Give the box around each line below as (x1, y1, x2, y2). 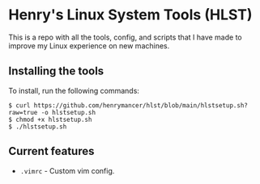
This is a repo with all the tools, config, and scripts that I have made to (8, 32, 242, 42)
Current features (8, 144, 95, 158)
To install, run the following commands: (8, 86, 140, 95)
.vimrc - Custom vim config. (19, 165, 115, 175)
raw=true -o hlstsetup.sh (8, 108, 96, 116)
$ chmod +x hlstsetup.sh (8, 115, 92, 123)
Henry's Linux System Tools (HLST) (8, 6, 253, 24)
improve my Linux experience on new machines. (8, 40, 170, 50)
